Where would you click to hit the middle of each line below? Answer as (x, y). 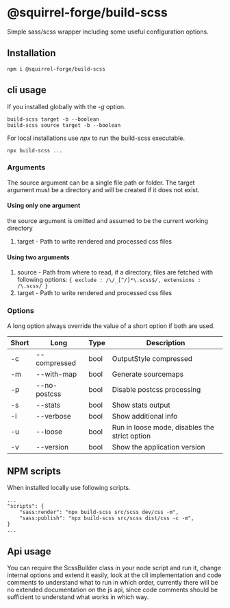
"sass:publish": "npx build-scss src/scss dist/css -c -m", (107, 518)
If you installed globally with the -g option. (66, 106)
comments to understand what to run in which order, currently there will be (113, 583)
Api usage (29, 551)
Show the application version (158, 447)
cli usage (27, 90)
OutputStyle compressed (152, 358)
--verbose (53, 416)
